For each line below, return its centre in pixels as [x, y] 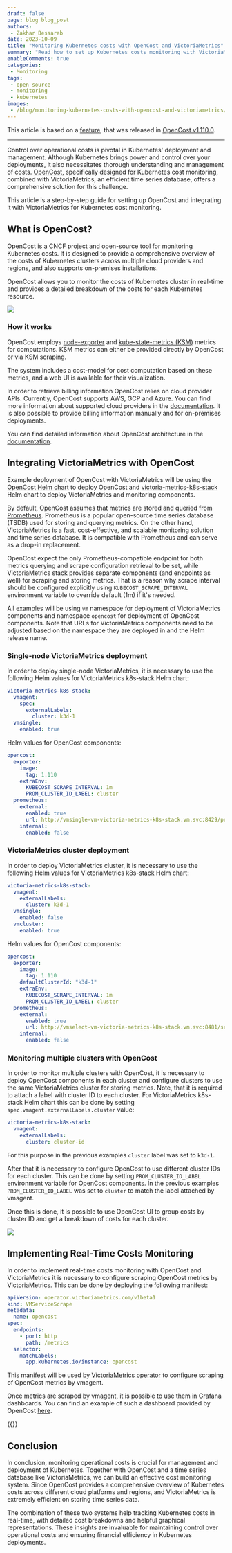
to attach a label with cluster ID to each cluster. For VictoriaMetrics [102, 1095]
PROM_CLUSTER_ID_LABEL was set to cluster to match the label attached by [111, 1190]
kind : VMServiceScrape [40, 1304]
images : [18, 104]
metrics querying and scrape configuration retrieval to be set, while [103, 565]
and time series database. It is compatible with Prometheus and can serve [113, 537]
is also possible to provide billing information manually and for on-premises [114, 413]
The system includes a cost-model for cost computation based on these [110, 370]
